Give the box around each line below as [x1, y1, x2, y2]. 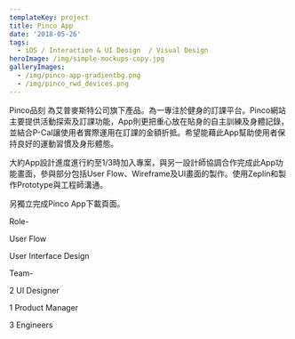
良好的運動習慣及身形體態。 [16, 138, 118, 149]
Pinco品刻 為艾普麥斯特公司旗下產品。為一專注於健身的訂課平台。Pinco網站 [9, 104, 286, 116]
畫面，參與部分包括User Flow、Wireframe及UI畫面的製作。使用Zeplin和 [16, 168, 279, 179]
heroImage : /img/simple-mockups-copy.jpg [9, 54, 165, 63]
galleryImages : [9, 63, 66, 72]
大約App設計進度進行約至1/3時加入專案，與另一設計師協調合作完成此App [9, 157, 275, 167]
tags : [9, 37, 29, 47]
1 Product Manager [9, 302, 79, 312]
